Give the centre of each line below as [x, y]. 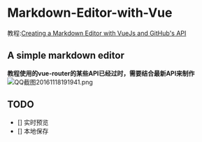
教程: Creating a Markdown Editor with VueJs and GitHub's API [97, 33]
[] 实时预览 [33, 122]
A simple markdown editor [66, 56]
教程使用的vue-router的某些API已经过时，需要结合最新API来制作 [101, 73]
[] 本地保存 [33, 131]
